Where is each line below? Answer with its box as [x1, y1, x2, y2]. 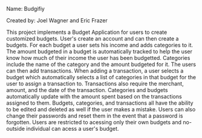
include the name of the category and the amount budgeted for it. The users [6, 61, 197, 68]
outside [6, 125, 25, 132]
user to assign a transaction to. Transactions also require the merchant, [6, 80, 184, 87]
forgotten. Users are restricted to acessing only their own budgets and [6, 119, 182, 126]
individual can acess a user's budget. [26, 125, 119, 132]
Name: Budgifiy [6, 5, 45, 12]
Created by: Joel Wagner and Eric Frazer [6, 17, 108, 24]
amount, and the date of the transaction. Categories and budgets [6, 87, 168, 93]
